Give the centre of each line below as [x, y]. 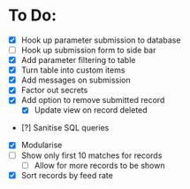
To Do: [33, 16]
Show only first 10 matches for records [91, 155]
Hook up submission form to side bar [88, 50]
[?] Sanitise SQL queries [65, 128]
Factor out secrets [54, 91]
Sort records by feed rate [67, 175]
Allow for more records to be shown [99, 165]
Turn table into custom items [73, 70]
